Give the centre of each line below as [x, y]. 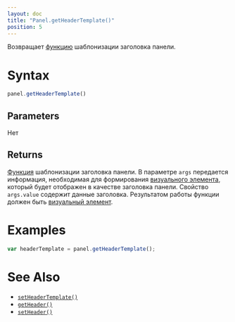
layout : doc [25, 14]
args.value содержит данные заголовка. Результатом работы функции [113, 194]
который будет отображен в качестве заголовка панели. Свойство [108, 186]
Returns [25, 155]
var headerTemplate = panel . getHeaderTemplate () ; [82, 249]
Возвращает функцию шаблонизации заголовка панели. [91, 47]
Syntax [28, 75]
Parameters [33, 116]
